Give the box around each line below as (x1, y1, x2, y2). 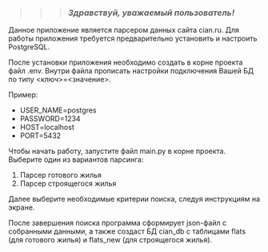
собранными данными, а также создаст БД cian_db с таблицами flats (8, 226, 246, 236)
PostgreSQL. (8, 42, 50, 52)
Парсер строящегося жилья (19, 179, 117, 188)
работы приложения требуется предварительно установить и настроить (8, 33, 258, 43)
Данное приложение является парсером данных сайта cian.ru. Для (8, 26, 240, 35)
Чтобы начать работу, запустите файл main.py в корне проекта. (8, 147, 226, 156)
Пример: (8, 90, 38, 100)
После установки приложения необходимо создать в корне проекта (8, 57, 243, 67)
